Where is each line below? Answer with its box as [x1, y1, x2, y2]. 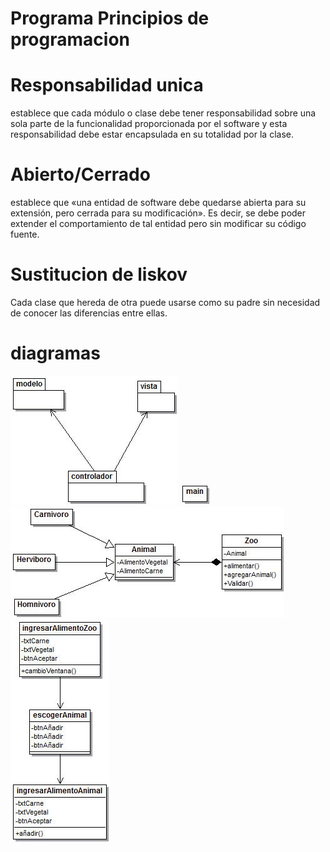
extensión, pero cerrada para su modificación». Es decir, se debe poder [10, 207, 307, 219]
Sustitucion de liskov [10, 263, 188, 286]
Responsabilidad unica [10, 74, 204, 97]
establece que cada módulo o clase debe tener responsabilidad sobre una [10, 107, 317, 119]
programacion [10, 28, 130, 51]
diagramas [10, 342, 101, 365]
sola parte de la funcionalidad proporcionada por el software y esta [10, 118, 288, 130]
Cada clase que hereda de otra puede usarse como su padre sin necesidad [10, 297, 321, 308]
